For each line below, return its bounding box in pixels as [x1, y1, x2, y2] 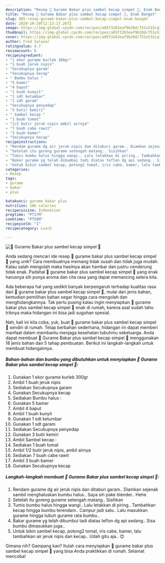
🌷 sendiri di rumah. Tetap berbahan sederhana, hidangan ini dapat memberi [5, 324, 158, 330]
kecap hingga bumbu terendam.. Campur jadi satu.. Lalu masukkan [12, 507, 148, 513]
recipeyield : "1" [5, 221, 41, 226]
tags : [5, 176, 17, 181]
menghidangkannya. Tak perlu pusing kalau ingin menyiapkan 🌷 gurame [5, 299, 151, 305]
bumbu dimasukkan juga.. [12, 523, 65, 529]
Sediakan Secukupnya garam [12, 384, 72, 390]
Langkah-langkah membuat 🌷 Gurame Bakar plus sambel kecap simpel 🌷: [5, 474, 160, 480]
